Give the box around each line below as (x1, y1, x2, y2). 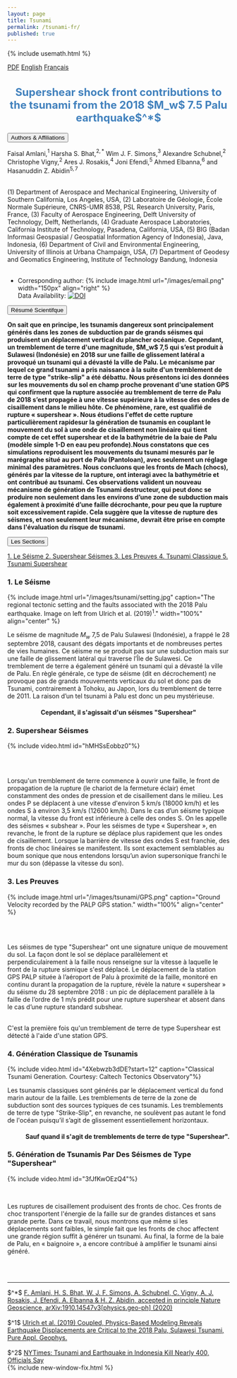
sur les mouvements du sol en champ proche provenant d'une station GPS (7, 380, 229, 389)
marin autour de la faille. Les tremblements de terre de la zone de (7, 1093, 197, 1101)
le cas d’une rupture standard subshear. (7, 1003, 123, 1011)
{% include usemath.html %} (7, 49, 91, 58)
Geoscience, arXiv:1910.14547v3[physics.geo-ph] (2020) (7, 1303, 173, 1312)
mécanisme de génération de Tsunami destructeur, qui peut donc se (7, 485, 212, 494)
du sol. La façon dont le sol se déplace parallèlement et (7, 950, 168, 958)
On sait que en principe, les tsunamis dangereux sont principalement (7, 320, 214, 329)
